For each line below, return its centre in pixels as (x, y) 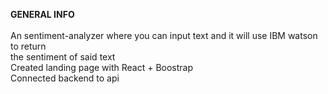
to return (28, 46)
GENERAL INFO (42, 14)
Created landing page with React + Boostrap (102, 67)
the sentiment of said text (63, 57)
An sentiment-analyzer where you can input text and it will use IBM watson (164, 35)
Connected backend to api (65, 78)
